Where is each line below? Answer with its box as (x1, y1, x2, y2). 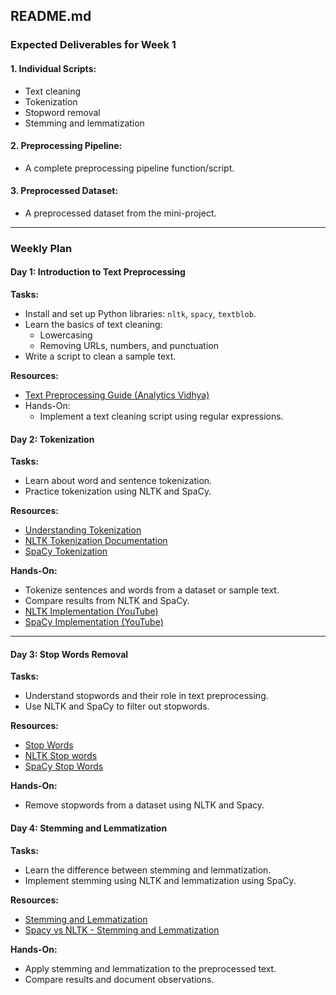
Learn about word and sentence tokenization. (24, 475, 213, 487)
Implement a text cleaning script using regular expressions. (39, 410, 284, 423)
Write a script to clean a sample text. (24, 350, 177, 363)
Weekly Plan (10, 241, 73, 255)
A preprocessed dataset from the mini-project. (24, 207, 217, 219)
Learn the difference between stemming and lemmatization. (24, 864, 272, 876)
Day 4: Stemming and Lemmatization (10, 822, 168, 834)
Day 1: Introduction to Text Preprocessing (10, 266, 186, 278)
